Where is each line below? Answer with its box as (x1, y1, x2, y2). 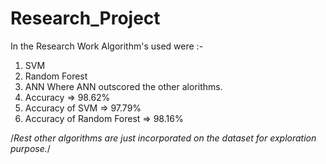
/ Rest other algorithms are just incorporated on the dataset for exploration (10, 132, 317, 144)
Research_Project (10, 7, 161, 30)
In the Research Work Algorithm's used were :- (10, 40, 204, 52)
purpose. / (10, 142, 51, 154)
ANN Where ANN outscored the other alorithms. (24, 80, 223, 92)
